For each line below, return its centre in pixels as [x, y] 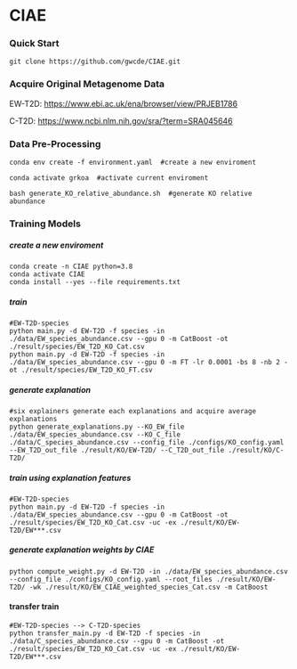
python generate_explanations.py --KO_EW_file [97, 427]
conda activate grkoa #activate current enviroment [109, 178]
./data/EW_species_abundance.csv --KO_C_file [95, 434]
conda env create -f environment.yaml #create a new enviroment [132, 163]
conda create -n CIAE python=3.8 [71, 266]
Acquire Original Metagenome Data [87, 84]
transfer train [34, 607]
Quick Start [34, 44]
